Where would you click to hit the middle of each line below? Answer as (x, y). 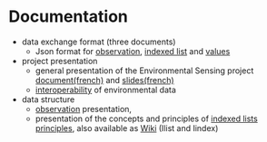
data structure (48, 99)
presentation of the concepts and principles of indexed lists (146, 118)
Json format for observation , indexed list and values (133, 51)
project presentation (59, 61)
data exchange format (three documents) (99, 42)
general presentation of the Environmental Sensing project (144, 71)
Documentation (69, 17)
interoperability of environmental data (105, 90)
